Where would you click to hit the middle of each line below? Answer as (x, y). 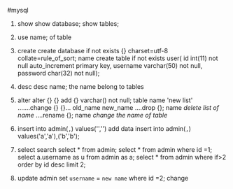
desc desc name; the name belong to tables (81, 86)
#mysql (18, 10)
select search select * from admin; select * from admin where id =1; (114, 149)
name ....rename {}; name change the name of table (92, 115)
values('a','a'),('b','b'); (48, 136)
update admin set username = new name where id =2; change (103, 178)
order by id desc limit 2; (51, 164)
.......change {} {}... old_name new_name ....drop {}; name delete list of (118, 107)
